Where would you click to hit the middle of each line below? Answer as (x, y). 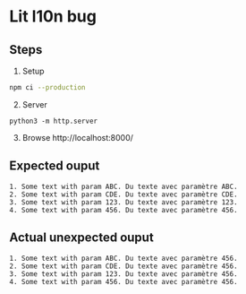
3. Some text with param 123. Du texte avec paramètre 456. (124, 274)
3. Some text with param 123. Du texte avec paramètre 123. (124, 202)
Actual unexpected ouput (81, 238)
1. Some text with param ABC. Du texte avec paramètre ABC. (124, 186)
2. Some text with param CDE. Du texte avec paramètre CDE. (124, 195)
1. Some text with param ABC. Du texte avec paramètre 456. (124, 258)
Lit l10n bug (53, 17)
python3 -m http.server (54, 121)
